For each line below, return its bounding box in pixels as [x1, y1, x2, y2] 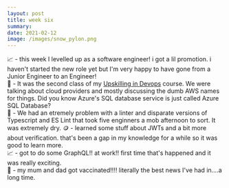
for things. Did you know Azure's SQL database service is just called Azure [7, 94, 219, 103]
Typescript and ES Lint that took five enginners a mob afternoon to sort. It [7, 116, 216, 125]
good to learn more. [7, 141, 63, 149]
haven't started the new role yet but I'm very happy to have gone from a [7, 65, 211, 73]
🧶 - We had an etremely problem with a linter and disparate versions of [7, 109, 208, 117]
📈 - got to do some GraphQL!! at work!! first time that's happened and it [7, 149, 211, 157]
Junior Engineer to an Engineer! [7, 72, 97, 81]
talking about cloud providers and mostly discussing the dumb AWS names [7, 87, 220, 95]
